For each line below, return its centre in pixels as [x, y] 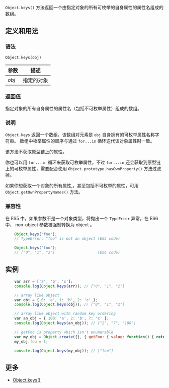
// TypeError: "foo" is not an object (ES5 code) [67, 239]
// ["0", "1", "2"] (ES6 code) [67, 253]
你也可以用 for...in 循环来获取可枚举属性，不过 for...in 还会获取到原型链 [83, 162]
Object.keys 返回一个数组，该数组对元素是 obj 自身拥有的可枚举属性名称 [80, 135]
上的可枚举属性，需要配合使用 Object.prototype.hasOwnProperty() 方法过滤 [83, 169]
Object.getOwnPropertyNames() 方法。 [44, 192]
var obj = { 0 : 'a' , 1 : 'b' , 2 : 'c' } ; [56, 300]
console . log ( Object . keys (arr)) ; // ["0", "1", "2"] [69, 286]
